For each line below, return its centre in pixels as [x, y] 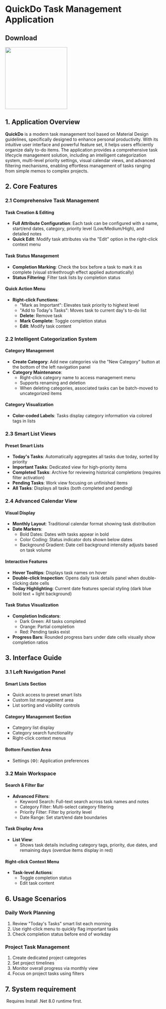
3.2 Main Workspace [31, 773]
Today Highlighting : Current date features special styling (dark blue [82, 588]
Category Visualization [29, 404]
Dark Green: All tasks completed [53, 621]
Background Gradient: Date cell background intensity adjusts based [88, 545]
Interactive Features [27, 561]
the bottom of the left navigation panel [51, 367]
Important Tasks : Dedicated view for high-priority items [70, 467]
